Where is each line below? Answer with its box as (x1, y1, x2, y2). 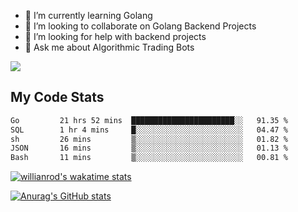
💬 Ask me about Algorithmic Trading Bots (24, 41, 195, 53)
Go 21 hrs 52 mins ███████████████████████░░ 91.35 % (10, 115, 288, 125)
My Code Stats (10, 89, 105, 106)
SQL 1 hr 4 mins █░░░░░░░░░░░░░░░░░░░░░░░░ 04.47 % (10, 125, 288, 135)
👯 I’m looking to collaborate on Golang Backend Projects (24, 20, 257, 32)
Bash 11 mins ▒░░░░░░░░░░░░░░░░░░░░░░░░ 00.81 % (10, 153, 288, 163)
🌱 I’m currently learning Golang (24, 10, 153, 21)
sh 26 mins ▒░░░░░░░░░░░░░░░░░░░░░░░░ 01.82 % (10, 134, 288, 144)
